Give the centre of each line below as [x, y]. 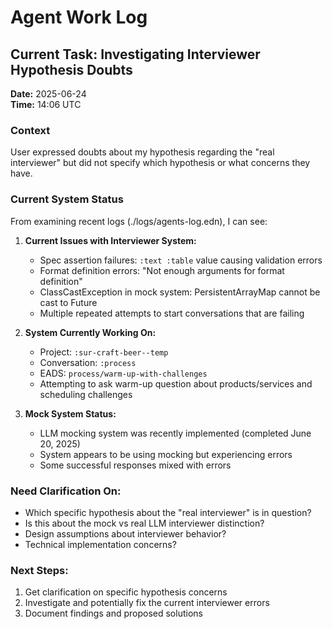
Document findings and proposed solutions [113, 613]
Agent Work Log [79, 17]
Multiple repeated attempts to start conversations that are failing [172, 313]
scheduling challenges [86, 394]
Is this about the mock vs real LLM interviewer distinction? [144, 523]
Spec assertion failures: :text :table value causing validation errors [181, 260]
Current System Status [67, 199]
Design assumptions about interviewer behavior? [125, 533]
